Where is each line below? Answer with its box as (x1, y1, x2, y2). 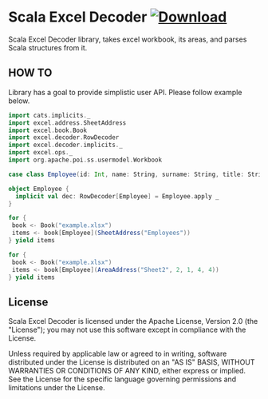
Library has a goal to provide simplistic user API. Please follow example (8, 87, 242, 97)
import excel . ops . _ (8, 149, 73, 157)
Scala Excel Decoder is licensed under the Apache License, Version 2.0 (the (8, 317, 258, 326)
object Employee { (8, 185, 69, 193)
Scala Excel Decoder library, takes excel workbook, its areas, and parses (8, 34, 247, 44)
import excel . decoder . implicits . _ (8, 141, 124, 150)
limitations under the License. (8, 383, 105, 393)
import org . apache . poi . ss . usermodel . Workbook (8, 156, 162, 164)
